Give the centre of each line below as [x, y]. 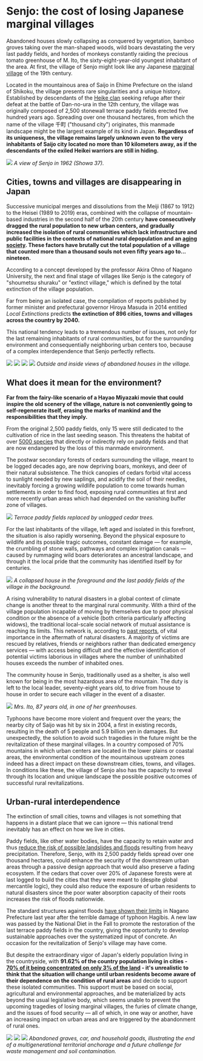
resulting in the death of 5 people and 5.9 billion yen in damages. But [92, 731]
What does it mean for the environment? [84, 383]
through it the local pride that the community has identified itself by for [95, 561]
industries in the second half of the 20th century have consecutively [109, 219]
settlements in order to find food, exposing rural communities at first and [97, 492]
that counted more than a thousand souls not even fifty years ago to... [96, 251]
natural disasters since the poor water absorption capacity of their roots [96, 893]
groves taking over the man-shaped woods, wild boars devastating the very [101, 47]
